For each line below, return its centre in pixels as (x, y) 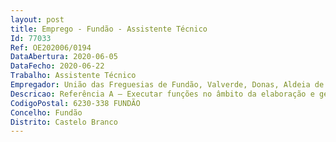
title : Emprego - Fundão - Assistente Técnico (109, 29)
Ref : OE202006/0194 (51, 47)
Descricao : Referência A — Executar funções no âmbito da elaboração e (162, 94)
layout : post (37, 19)
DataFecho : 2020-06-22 (57, 66)
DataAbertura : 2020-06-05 (64, 57)
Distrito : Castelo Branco (64, 122)
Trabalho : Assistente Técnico (73, 76)
